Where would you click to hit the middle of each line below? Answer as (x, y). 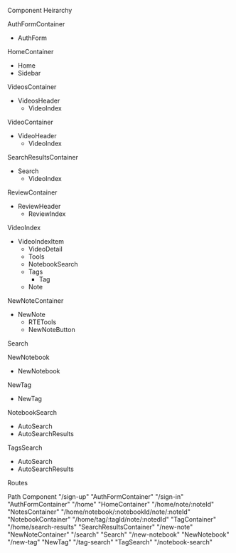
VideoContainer (30, 122)
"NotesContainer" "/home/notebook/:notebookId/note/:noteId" (99, 512)
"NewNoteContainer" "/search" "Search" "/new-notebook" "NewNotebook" (118, 534)
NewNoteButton (52, 330)
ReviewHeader (39, 206)
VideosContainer (32, 87)
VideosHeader (39, 100)
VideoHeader (37, 136)
